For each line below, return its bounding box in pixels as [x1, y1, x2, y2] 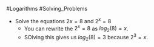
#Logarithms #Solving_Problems [6, 5, 88, 12]
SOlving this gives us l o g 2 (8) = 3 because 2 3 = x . [24, 33, 149, 42]
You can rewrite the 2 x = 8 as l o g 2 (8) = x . [24, 24, 129, 33]
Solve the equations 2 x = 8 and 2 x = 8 [15, 17, 112, 24]
